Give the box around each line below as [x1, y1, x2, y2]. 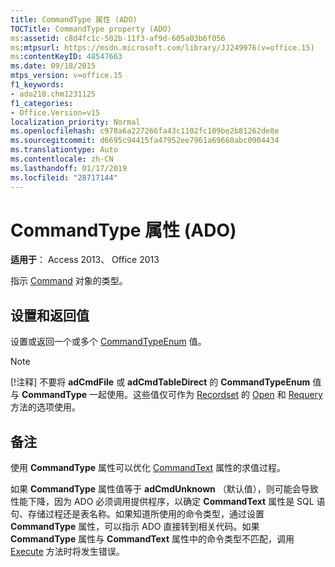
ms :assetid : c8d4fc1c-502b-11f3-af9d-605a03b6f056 [10, 33, 226, 43]
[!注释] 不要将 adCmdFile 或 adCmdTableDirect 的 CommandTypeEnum [10, 376, 311, 388]
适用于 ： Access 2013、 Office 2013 [10, 254, 160, 266]
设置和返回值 [10, 307, 90, 324]
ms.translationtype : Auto [10, 145, 118, 155]
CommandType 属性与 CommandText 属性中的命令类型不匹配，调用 [10, 533, 295, 545]
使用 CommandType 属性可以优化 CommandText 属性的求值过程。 [10, 462, 287, 474]
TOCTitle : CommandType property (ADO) [10, 24, 172, 34]
